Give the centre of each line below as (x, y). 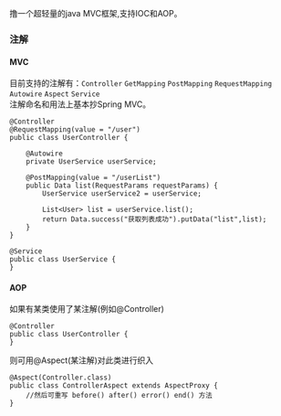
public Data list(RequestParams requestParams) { (122, 186)
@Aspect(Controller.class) (61, 378)
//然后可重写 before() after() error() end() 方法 (119, 396)
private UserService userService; (91, 162)
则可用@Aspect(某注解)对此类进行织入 (82, 360)
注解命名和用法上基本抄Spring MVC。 (80, 104)
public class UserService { (63, 260)
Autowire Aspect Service (55, 94)
